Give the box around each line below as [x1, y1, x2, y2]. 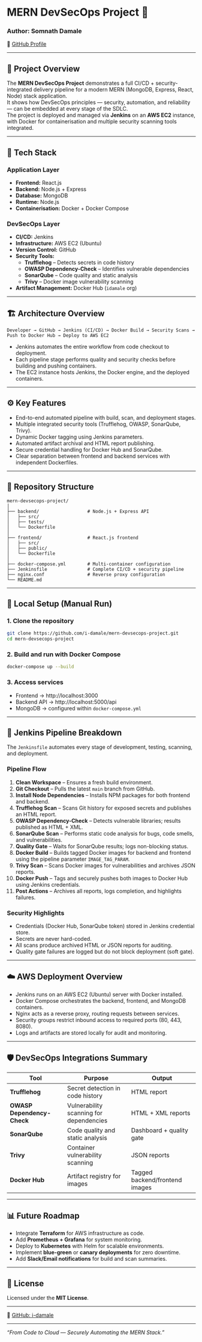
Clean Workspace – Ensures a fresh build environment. [15, 778, 153, 786]
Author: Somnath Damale [7, 27, 83, 35]
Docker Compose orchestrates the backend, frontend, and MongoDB [15, 997, 186, 1004]
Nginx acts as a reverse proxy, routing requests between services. [15, 1010, 179, 1017]
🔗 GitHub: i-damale [7, 1311, 54, 1319]
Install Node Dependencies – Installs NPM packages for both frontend [15, 791, 191, 799]
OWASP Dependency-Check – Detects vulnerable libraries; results [15, 817, 181, 824]
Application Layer [7, 165, 59, 174]
